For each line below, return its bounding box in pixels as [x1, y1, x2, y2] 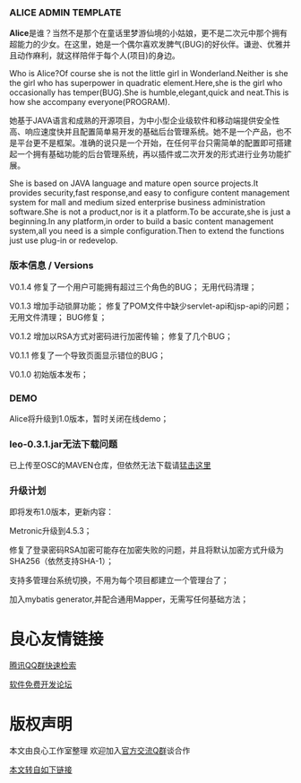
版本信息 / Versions [9, 259, 94, 272]
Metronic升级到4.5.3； [9, 526, 92, 536]
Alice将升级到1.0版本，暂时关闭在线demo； [9, 413, 169, 423]
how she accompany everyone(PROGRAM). [9, 97, 170, 108]
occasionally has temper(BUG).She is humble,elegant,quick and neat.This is [9, 87, 289, 98]
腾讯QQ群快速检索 [9, 660, 77, 671]
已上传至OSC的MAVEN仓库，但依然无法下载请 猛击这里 [9, 460, 211, 471]
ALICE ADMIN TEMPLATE [9, 6, 122, 19]
